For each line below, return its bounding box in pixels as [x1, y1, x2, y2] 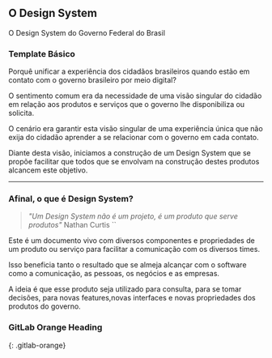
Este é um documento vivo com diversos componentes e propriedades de [8, 236, 255, 245]
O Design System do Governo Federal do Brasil [8, 28, 166, 37]
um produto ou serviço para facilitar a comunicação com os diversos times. [8, 245, 261, 254]
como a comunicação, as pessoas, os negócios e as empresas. [8, 269, 220, 279]
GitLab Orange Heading [8, 322, 103, 333]
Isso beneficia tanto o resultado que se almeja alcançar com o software [8, 260, 247, 270]
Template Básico [8, 48, 75, 59]
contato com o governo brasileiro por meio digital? [8, 75, 176, 85]
